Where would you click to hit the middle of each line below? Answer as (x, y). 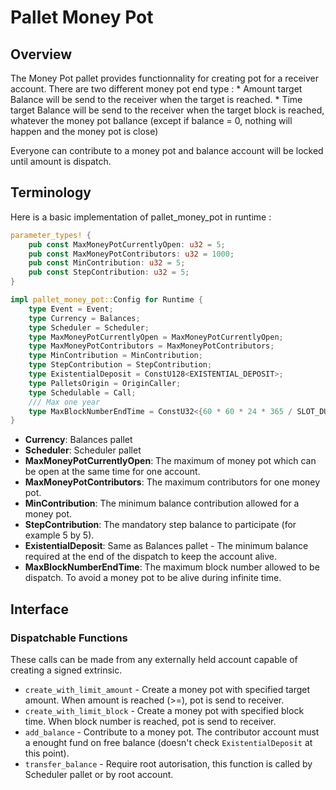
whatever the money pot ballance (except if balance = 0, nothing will (151, 120)
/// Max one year (64, 402)
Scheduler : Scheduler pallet (83, 450)
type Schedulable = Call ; (82, 392)
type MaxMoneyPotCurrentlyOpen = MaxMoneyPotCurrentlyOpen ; (156, 337)
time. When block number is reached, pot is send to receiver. (150, 721)
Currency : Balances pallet (78, 440)
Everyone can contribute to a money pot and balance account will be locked (167, 150)
